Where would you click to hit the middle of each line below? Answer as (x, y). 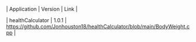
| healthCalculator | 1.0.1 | (36, 20)
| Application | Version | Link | (42, 9)
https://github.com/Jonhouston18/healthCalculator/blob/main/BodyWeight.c (98, 27)
